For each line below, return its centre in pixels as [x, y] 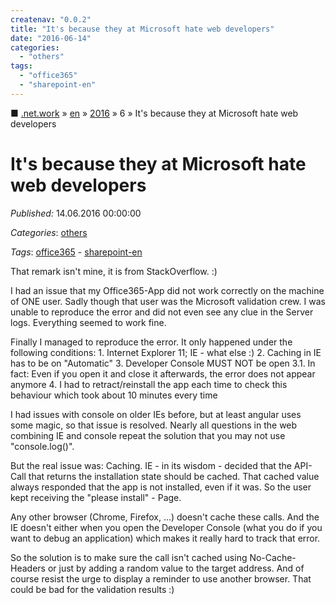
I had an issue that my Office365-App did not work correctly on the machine [167, 290]
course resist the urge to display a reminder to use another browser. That [161, 578]
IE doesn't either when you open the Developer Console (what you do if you [166, 527]
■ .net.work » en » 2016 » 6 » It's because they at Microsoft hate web [154, 113]
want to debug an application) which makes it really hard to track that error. [165, 538]
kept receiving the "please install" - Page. [96, 497]
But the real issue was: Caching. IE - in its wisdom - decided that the [151, 465]
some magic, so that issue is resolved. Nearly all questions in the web [154, 425]
